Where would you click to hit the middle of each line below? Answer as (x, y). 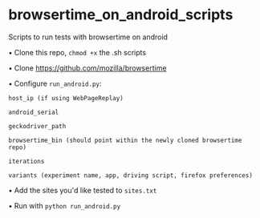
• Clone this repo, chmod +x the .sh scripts (77, 52)
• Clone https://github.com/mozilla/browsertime (87, 68)
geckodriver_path (37, 126)
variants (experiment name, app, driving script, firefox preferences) (130, 175)
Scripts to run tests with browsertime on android (88, 37)
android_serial (34, 112)
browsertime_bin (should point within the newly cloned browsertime (125, 140)
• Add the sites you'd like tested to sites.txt (83, 190)
